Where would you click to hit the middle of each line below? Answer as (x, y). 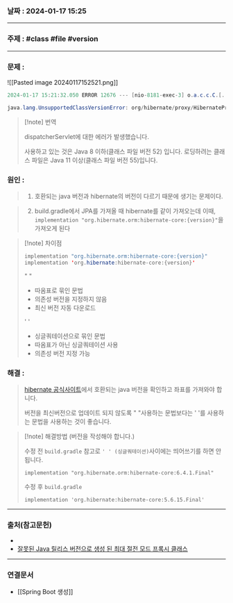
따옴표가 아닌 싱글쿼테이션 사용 (76, 345)
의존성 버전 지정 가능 (62, 353)
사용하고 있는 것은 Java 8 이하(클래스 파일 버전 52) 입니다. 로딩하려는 (118, 151)
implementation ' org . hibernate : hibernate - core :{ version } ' (110, 263)
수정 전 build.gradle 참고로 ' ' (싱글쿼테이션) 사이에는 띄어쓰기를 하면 (119, 451)
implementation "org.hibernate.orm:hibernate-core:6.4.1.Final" (119, 473)
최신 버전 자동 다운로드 (65, 308)
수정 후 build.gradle (53, 486)
